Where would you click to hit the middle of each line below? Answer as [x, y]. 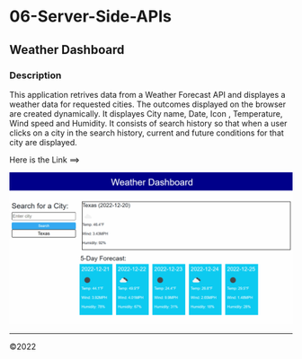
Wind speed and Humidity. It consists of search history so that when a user [148, 123]
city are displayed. [44, 142]
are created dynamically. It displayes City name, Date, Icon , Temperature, [146, 113]
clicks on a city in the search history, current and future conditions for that [147, 133]
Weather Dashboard [67, 50]
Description [36, 75]
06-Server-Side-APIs [91, 17]
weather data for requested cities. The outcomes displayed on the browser [147, 104]
